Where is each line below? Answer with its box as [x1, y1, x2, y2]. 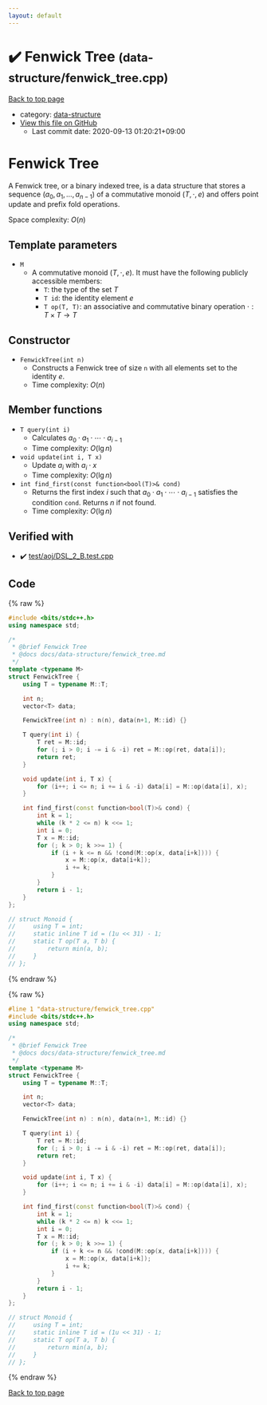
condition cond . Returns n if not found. [31, 498, 157, 508]
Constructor [8, 333, 70, 347]
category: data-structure [19, 109, 101, 119]
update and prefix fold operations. [8, 200, 120, 209]
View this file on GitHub [19, 117, 98, 128]
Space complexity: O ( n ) [8, 215, 86, 224]
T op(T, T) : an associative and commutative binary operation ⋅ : [43, 302, 254, 311]
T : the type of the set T [43, 285, 119, 295]
